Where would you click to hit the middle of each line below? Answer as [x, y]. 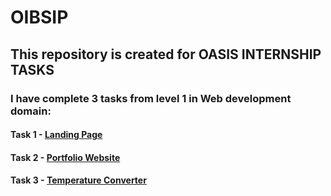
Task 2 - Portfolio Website [65, 157]
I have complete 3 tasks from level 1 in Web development [151, 98]
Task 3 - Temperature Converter [78, 180]
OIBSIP [39, 17]
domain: [31, 111]
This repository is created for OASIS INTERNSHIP [166, 54]
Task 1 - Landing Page [56, 135]
